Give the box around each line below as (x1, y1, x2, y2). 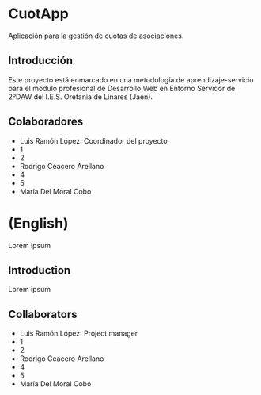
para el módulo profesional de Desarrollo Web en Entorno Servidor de (8, 83, 236, 93)
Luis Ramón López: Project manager (19, 328, 138, 338)
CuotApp (8, 5, 69, 23)
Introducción (8, 54, 74, 67)
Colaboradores (8, 115, 84, 128)
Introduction (8, 263, 71, 277)
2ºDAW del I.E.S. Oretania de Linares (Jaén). (8, 92, 153, 102)
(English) (8, 214, 69, 232)
